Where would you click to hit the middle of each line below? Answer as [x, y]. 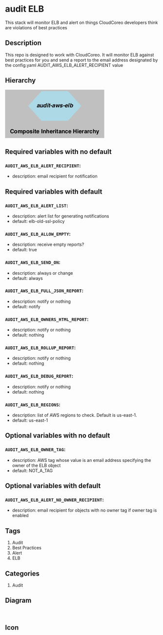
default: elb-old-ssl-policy [38, 221]
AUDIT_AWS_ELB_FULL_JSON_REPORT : [44, 291]
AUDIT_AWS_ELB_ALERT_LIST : [37, 205]
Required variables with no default [58, 151]
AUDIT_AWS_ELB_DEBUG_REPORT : [39, 376]
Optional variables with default [53, 486]
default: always [27, 278]
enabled [20, 516]
